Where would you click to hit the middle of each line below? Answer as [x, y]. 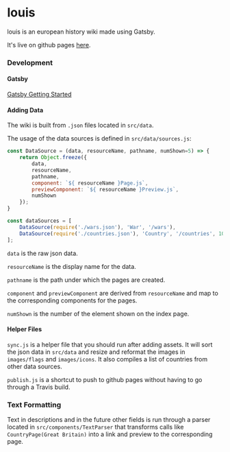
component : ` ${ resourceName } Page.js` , [90, 183]
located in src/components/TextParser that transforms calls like [95, 427]
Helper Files [25, 329]
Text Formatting [34, 405]
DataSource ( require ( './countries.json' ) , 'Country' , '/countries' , [117, 234]
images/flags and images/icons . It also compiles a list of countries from [107, 359]
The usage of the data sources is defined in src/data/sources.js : [99, 139]
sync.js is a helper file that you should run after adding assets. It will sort [110, 344]
